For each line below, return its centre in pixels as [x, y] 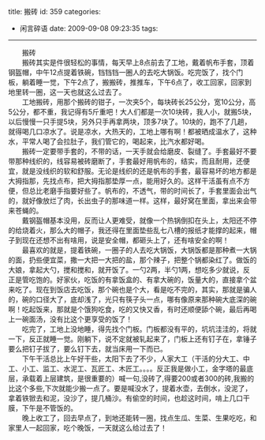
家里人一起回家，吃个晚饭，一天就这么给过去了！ [88, 428]
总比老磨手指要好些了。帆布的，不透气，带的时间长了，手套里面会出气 [143, 191]
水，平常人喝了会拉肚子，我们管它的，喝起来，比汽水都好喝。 [108, 141]
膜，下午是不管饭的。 [43, 408]
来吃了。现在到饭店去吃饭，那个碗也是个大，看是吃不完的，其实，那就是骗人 [132, 290]
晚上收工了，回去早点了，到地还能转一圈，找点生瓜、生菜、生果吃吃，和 [139, 418]
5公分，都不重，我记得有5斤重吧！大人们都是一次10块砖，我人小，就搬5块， [132, 112]
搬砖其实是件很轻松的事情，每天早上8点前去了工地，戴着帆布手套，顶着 [138, 62]
